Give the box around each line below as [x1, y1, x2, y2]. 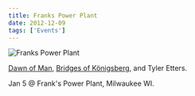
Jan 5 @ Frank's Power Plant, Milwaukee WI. [8, 79, 155, 88]
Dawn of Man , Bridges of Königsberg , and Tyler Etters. [8, 63, 188, 73]
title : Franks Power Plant [8, 11, 98, 20]
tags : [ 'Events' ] [8, 26, 66, 34]
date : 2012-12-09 [8, 19, 66, 27]
